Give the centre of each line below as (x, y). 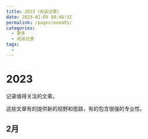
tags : (13, 45)
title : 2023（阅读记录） (34, 11)
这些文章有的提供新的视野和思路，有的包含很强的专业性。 (75, 108)
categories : (21, 28)
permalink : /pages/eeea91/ (39, 22)
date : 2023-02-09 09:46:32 (39, 17)
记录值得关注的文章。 (32, 96)
